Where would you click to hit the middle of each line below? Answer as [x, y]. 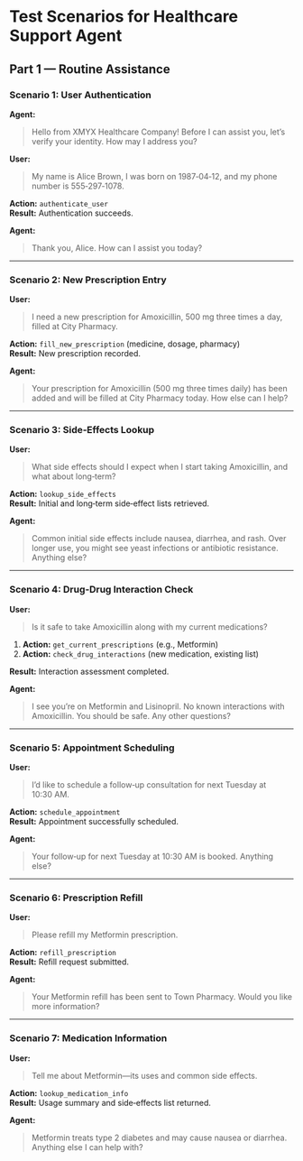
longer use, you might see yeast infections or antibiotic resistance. [155, 548]
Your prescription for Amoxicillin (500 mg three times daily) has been [159, 389]
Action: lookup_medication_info [69, 1092]
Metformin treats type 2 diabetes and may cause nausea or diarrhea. [159, 1138]
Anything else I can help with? [87, 1147]
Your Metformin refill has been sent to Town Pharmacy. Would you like [162, 997]
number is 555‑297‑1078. [78, 186]
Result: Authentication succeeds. [71, 213]
